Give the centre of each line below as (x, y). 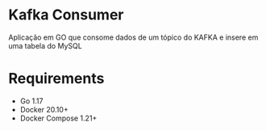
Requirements (56, 79)
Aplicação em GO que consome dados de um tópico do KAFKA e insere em (133, 37)
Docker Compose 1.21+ (58, 118)
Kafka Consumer (66, 15)
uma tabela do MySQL (45, 45)
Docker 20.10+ (44, 109)
